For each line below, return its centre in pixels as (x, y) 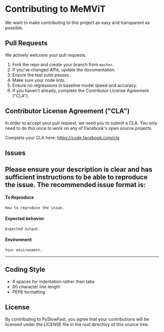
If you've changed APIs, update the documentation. (64, 70)
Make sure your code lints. (39, 80)
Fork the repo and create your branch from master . (63, 64)
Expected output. (23, 229)
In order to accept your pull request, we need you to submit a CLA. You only (81, 123)
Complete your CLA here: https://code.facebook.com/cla (62, 138)
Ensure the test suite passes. (41, 75)
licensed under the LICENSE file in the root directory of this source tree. (77, 324)
